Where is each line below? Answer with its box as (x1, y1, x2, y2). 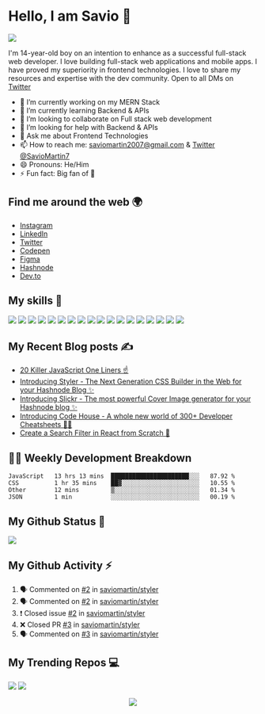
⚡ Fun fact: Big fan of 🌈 (19, 168, 96, 178)
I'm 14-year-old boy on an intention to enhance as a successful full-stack (8, 48, 247, 58)
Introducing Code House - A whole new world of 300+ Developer (19, 411, 233, 421)
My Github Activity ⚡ (8, 559, 112, 573)
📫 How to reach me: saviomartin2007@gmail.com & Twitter (19, 139, 215, 149)
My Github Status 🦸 (8, 514, 105, 528)
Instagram (19, 220, 53, 230)
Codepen (19, 246, 51, 255)
